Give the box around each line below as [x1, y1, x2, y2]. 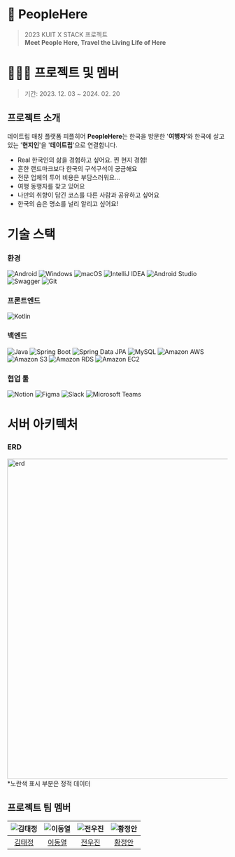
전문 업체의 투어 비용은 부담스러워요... [17, 173, 120, 181]
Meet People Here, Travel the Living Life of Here [24, 38, 166, 46]
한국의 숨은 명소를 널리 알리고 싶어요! [17, 199, 119, 207]
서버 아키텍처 [7, 417, 78, 433]
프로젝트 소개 [7, 112, 61, 124]
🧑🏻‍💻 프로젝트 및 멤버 [7, 65, 120, 81]
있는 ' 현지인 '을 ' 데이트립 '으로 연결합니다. [7, 140, 117, 149]
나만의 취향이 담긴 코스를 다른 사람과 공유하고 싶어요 [17, 191, 159, 199]
